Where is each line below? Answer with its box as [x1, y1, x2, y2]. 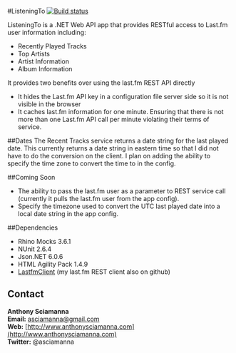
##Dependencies [7, 223, 58, 232]
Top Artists [17, 50, 50, 58]
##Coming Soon [7, 173, 56, 181]
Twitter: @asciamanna [7, 337, 75, 346]
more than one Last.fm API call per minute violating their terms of [17, 115, 210, 123]
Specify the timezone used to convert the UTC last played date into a [17, 202, 221, 210]
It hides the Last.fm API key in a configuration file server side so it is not [17, 93, 229, 101]
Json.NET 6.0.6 [17, 252, 63, 260]
